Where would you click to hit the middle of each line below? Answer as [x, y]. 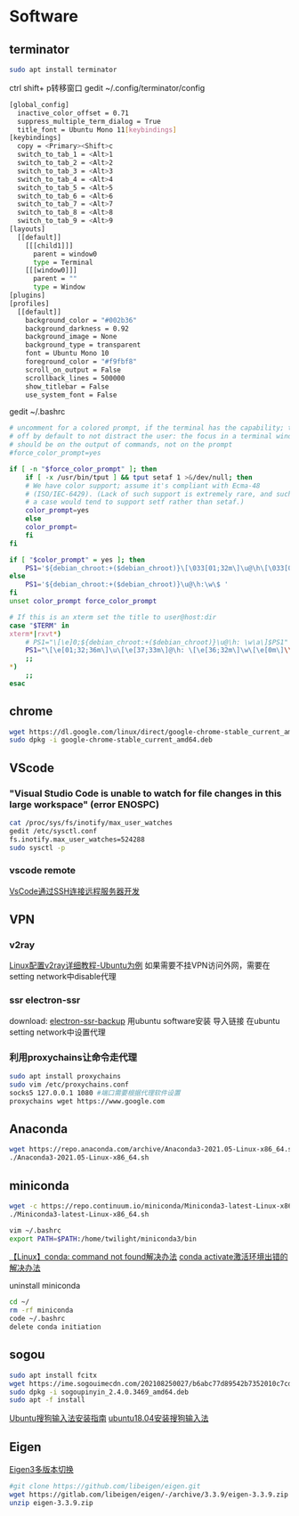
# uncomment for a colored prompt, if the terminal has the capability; [147, 428]
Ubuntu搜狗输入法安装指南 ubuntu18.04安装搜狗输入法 [109, 1418]
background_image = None [71, 337]
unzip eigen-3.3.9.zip [51, 1503]
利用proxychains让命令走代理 [73, 1057]
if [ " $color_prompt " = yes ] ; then [77, 560]
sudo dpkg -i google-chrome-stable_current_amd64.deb [111, 740]
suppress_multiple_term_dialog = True [89, 121]
